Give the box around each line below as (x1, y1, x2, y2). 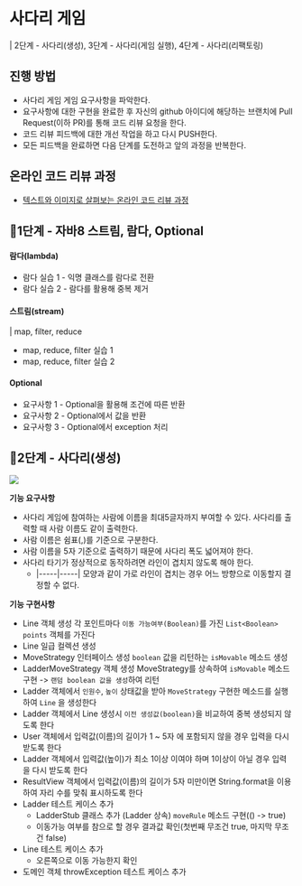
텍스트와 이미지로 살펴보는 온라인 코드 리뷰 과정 (22, 194, 189, 205)
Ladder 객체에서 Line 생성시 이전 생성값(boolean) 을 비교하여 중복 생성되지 (22, 708, 282, 719)
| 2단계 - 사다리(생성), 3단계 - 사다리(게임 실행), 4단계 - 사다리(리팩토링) (9, 40, 264, 51)
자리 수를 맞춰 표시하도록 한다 (39, 788, 143, 798)
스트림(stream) (9, 305, 65, 316)
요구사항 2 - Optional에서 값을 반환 (22, 410, 147, 421)
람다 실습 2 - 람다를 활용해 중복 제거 (22, 284, 149, 294)
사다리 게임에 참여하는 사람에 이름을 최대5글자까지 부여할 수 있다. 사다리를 (22, 512, 282, 523)
